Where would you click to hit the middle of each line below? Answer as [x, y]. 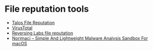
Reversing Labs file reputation [42, 33]
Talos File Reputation [33, 23]
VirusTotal [22, 27]
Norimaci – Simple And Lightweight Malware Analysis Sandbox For [80, 38]
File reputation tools [47, 9]
